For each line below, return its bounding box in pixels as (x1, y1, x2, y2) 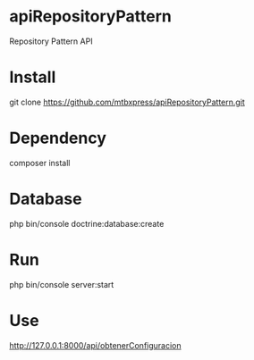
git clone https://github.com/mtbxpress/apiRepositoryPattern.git (9, 96, 246, 107)
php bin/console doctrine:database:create (9, 218, 165, 229)
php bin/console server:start (9, 279, 114, 289)
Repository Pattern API (9, 36, 93, 46)
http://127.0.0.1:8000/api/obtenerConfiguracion (9, 339, 182, 350)
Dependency (9, 128, 107, 148)
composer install (9, 157, 71, 168)
